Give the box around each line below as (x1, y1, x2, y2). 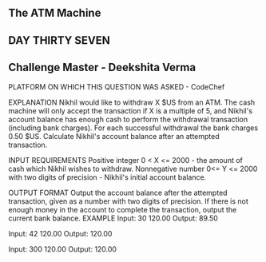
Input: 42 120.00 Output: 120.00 (8, 228, 113, 238)
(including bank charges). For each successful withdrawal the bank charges (8, 123, 258, 133)
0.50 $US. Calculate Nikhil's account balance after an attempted (8, 131, 220, 141)
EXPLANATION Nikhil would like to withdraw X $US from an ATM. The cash (8, 97, 256, 107)
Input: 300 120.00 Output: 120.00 (8, 244, 117, 254)
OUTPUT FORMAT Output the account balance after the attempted (8, 188, 228, 197)
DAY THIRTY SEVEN (8, 34, 110, 47)
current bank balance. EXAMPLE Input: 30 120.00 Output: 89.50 (8, 213, 218, 223)
